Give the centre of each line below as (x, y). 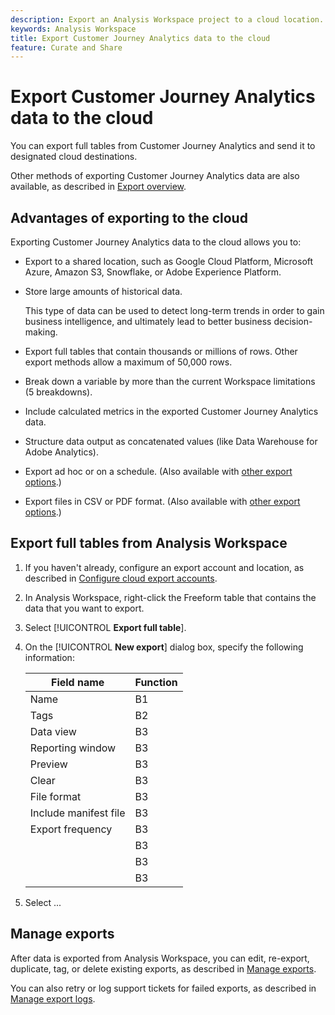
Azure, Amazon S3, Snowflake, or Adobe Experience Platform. (153, 272)
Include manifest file (77, 813)
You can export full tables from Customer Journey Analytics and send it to (163, 146)
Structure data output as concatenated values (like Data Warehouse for (171, 441)
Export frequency (71, 829)
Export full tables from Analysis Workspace (149, 543)
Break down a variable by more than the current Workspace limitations (170, 381)
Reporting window (73, 748)
